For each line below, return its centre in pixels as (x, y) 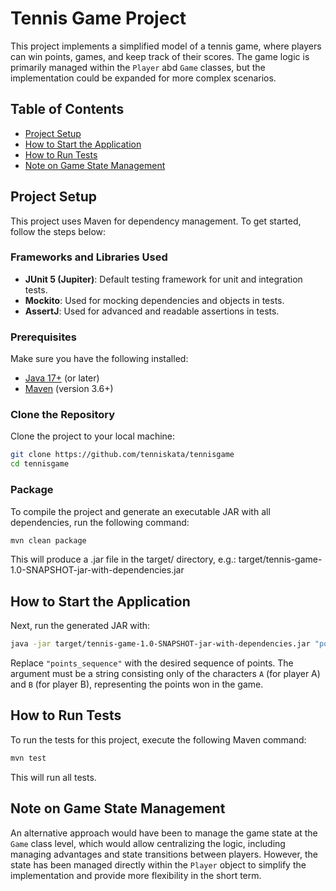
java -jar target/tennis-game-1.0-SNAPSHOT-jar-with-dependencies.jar (160, 644)
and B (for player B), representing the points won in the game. (137, 684)
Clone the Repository (63, 415)
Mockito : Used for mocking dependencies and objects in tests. (154, 300)
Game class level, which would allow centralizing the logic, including (148, 843)
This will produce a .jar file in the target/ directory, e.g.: (123, 559)
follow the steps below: (58, 231)
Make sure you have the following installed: (99, 359)
